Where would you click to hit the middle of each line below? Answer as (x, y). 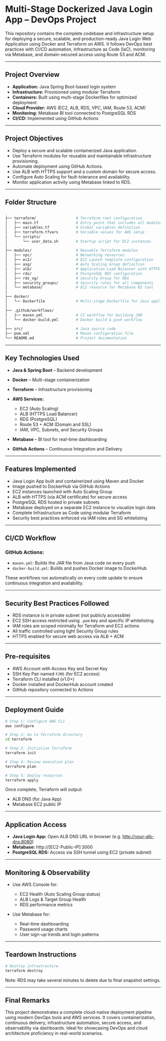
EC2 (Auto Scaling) (39, 408)
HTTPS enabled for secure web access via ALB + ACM (68, 636)
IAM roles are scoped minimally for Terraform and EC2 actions (76, 626)
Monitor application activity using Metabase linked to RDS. (72, 182)
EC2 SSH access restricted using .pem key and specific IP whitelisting (83, 620)
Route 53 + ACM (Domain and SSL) (55, 424)
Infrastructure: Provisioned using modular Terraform (66, 92)
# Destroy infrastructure (32, 966)
